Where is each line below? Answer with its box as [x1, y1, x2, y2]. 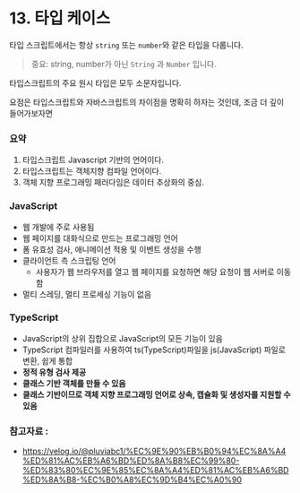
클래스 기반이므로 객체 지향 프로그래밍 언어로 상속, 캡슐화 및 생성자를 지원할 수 [21, 389, 291, 400]
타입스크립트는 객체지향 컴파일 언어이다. [21, 166, 162, 177]
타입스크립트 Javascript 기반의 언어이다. [21, 154, 164, 166]
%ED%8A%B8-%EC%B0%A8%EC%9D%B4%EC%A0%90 [21, 474, 243, 485]
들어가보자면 [9, 108, 54, 118]
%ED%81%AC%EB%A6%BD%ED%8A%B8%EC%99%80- [21, 455, 240, 466]
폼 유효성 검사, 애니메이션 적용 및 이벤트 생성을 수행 [21, 244, 201, 255]
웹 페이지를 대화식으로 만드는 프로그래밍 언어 [21, 232, 179, 243]
